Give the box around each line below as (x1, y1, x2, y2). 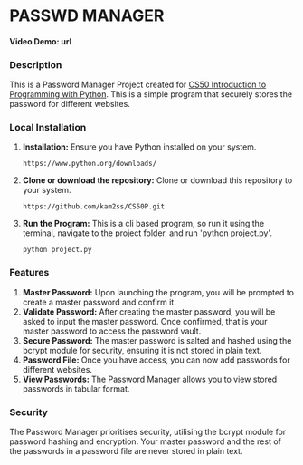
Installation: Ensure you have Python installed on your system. (22, 141, 257, 152)
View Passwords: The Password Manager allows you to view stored (22, 373, 278, 384)
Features (9, 266, 50, 279)
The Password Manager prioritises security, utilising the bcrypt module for (9, 426, 287, 437)
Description (9, 58, 62, 71)
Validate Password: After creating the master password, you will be (22, 305, 276, 317)
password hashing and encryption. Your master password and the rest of (9, 436, 282, 447)
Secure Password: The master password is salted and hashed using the (22, 334, 292, 345)
